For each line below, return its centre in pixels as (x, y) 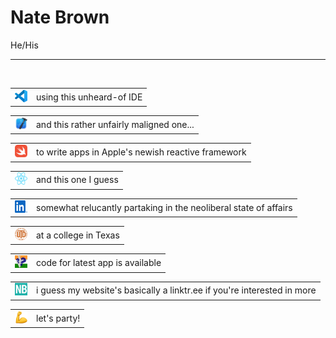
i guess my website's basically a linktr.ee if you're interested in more (176, 290)
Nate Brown (60, 17)
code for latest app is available (99, 263)
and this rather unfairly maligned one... (115, 124)
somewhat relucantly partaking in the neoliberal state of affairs (164, 207)
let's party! (58, 318)
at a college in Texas (78, 235)
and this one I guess (77, 180)
